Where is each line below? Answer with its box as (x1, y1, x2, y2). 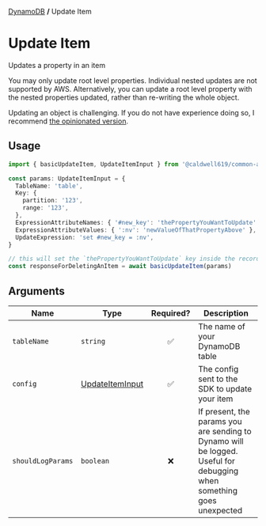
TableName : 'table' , (15, 182, 83, 190)
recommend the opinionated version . (8, 116, 129, 126)
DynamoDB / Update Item (8, 7, 93, 16)
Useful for (197, 455, 236, 466)
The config (197, 363, 239, 374)
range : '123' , (22, 204, 69, 212)
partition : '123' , (22, 197, 83, 205)
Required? (150, 308, 191, 319)
